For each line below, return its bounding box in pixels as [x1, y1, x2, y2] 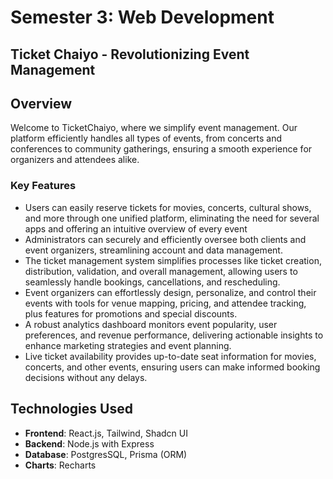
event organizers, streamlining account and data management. [24, 244, 283, 256]
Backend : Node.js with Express [24, 437, 155, 450]
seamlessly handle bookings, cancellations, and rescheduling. [24, 276, 281, 288]
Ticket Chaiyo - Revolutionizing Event [10, 46, 250, 63]
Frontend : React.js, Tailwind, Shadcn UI [24, 427, 188, 439]
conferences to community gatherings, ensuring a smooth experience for [10, 143, 313, 155]
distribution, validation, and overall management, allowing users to [24, 265, 298, 277]
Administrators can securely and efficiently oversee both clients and [24, 233, 307, 245]
